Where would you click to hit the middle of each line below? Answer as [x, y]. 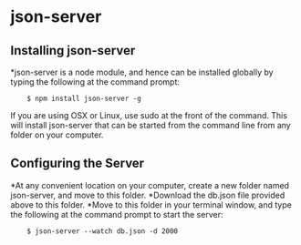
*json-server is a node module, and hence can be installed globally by [142, 72]
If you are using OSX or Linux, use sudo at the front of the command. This [149, 115]
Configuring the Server [78, 163]
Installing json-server [73, 51]
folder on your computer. [57, 135]
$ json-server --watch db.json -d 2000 [103, 231]
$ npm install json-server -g [84, 98]
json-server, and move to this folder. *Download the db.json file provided [148, 195]
